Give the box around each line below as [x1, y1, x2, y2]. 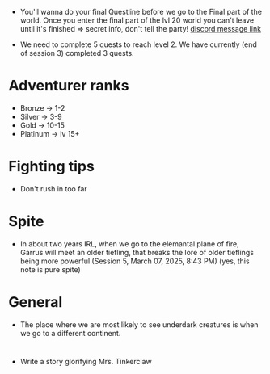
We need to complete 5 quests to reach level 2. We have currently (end [19, 40, 257, 49]
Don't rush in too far [19, 183, 87, 193]
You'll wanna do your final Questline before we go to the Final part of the [19, 7, 263, 16]
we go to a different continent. [19, 328, 121, 338]
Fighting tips [8, 158, 95, 176]
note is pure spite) [19, 264, 81, 274]
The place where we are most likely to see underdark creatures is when [19, 319, 259, 330]
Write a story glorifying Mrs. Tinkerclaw [19, 356, 152, 366]
